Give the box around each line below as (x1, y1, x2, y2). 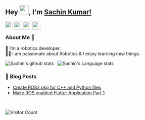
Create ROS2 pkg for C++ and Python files (12, 84, 102, 91)
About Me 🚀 (5, 34, 35, 41)
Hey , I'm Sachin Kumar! (5, 8, 92, 17)
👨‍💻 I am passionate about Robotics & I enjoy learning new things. (5, 51, 140, 57)
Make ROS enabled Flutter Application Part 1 (12, 90, 105, 96)
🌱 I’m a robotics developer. (5, 45, 61, 51)
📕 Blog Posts (5, 73, 37, 80)
